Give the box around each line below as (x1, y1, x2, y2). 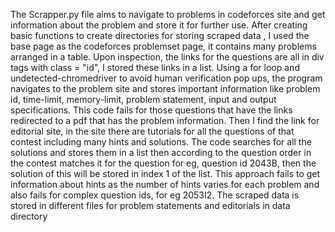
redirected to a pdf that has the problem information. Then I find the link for (10, 115, 320, 126)
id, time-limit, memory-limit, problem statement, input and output (10, 94, 277, 105)
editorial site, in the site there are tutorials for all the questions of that (10, 125, 295, 137)
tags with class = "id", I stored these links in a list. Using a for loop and (10, 62, 300, 73)
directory (10, 210, 48, 222)
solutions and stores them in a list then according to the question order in (10, 147, 312, 158)
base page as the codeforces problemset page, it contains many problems (10, 40, 317, 52)
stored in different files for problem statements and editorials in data (10, 200, 291, 211)
